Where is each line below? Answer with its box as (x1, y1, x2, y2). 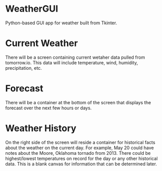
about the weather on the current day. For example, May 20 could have (5, 145, 154, 151)
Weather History (5, 122, 77, 134)
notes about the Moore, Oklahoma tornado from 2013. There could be (5, 150, 151, 156)
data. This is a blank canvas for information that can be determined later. (5, 160, 157, 167)
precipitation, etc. (5, 65, 42, 71)
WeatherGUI (5, 3, 58, 15)
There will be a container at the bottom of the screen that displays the (5, 99, 151, 105)
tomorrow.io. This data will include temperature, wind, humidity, (5, 59, 138, 66)
